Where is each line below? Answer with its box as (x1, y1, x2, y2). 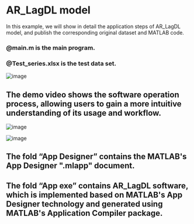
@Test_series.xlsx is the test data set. (6, 59, 117, 67)
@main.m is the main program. (6, 43, 95, 51)
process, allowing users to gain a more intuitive (6, 99, 182, 109)
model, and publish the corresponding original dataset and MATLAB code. (6, 29, 184, 36)
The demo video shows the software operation (6, 89, 179, 99)
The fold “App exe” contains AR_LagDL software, (6, 181, 189, 191)
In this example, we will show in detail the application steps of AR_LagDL (6, 23, 181, 30)
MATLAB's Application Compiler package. (6, 208, 163, 218)
